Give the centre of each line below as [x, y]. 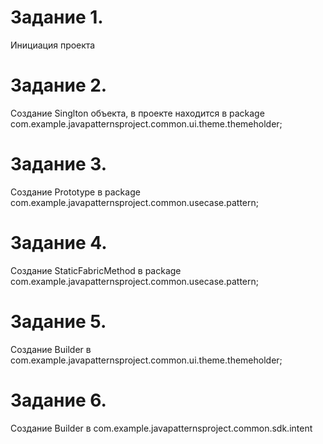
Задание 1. [57, 17]
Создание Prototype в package [75, 192]
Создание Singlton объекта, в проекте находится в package [137, 113]
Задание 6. [58, 400]
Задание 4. [59, 243]
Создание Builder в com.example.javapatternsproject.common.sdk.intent [161, 428]
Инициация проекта [53, 45]
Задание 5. [58, 321]
